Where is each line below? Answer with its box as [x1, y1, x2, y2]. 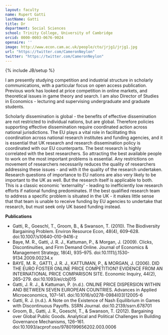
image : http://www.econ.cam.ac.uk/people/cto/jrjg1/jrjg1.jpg [5, 44, 137, 49]
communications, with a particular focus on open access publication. [5, 82, 147, 88]
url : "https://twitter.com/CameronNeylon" [5, 49, 95, 54]
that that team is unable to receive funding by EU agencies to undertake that [5, 198, 162, 204]
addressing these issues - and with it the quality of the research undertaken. [5, 166, 162, 172]
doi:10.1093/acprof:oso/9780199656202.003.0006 [12, 324, 116, 330]
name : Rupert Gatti [5, 12, 46, 17]
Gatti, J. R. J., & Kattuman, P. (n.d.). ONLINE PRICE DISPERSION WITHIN [12, 281, 161, 287]
